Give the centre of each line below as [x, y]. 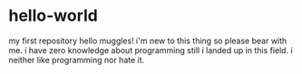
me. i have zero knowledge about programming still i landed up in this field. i [151, 50]
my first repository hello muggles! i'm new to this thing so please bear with [148, 41]
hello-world [54, 16]
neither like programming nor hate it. [77, 60]
